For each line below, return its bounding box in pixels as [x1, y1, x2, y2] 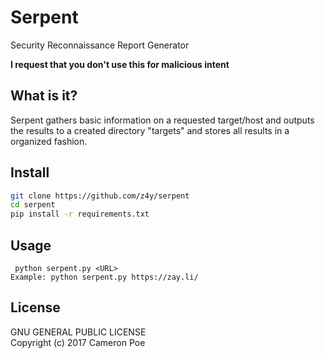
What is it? [10, 87, 78, 105]
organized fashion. [10, 135, 88, 147]
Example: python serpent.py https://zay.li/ [10, 272, 199, 282]
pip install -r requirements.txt [10, 209, 150, 220]
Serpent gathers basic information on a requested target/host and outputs [10, 114, 315, 126]
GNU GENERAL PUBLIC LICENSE [10, 326, 147, 338]
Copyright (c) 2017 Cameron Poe [10, 336, 146, 348]
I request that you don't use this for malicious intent [10, 58, 230, 70]
